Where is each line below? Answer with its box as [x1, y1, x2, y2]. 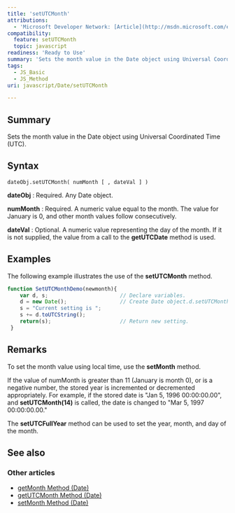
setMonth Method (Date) [17, 498, 89, 507]
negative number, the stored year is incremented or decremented [7, 383, 196, 392]
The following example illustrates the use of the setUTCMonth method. [7, 272, 213, 280]
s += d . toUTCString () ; [20, 311, 86, 318]
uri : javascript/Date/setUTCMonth [7, 82, 108, 89]
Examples [7, 253, 51, 265]
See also [7, 447, 45, 459]
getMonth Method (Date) [17, 484, 90, 492]
